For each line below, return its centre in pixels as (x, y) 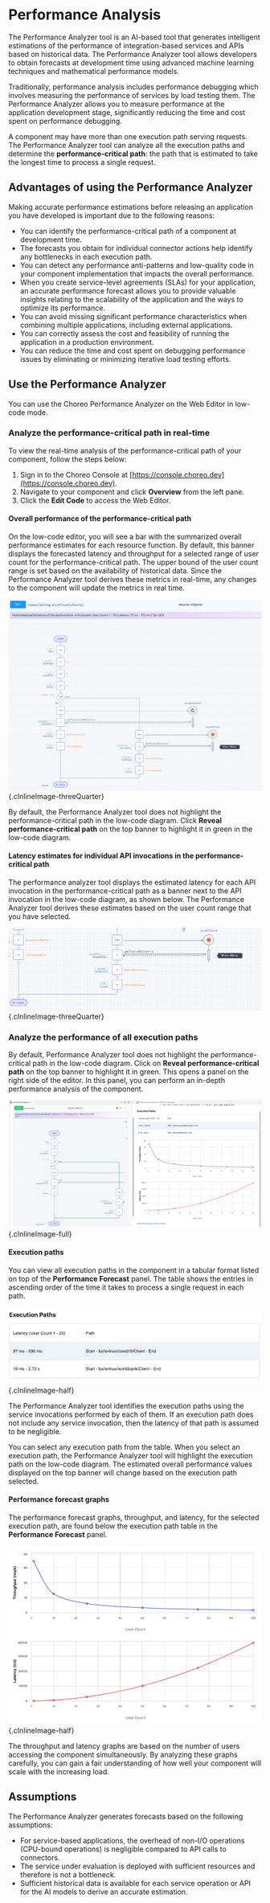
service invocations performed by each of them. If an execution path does (131, 1414)
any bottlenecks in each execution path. (86, 256)
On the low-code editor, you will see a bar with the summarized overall (125, 537)
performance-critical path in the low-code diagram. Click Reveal (115, 820)
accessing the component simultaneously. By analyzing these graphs (123, 1755)
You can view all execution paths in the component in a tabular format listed (134, 1270)
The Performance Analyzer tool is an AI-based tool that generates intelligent (135, 37)
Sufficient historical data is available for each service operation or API (135, 1883)
